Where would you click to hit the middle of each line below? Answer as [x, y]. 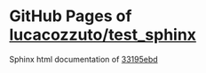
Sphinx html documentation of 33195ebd [83, 59]
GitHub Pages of [71, 16]
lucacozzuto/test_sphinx [103, 35]
